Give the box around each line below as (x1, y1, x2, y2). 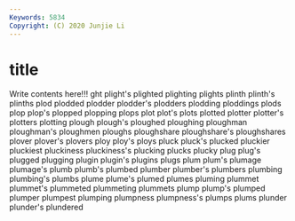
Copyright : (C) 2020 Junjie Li (9, 21, 125, 30)
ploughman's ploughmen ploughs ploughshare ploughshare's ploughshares (9, 126, 286, 138)
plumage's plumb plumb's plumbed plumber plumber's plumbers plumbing (9, 164, 283, 175)
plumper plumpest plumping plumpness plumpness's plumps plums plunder (9, 193, 287, 203)
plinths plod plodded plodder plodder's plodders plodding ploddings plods (9, 99, 282, 109)
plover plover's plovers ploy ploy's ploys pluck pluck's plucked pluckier (9, 136, 271, 146)
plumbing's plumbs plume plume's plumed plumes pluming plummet (9, 174, 259, 185)
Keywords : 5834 (9, 12, 66, 22)
